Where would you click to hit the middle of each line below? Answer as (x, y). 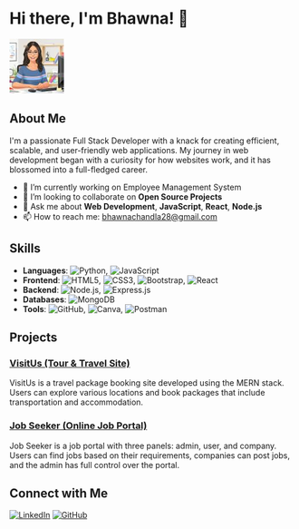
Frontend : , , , (104, 279)
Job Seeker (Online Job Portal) (78, 426)
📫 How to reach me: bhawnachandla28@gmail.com (120, 216)
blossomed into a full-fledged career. (78, 169)
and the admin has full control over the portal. (94, 465)
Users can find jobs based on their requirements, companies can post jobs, (150, 455)
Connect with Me (59, 493)
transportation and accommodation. (76, 402)
